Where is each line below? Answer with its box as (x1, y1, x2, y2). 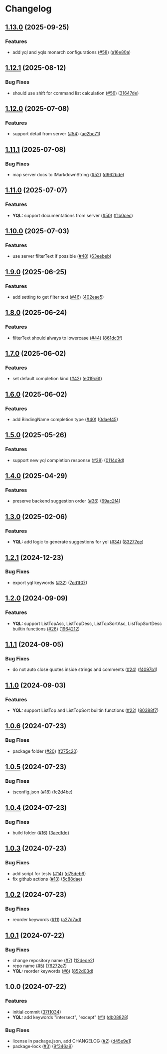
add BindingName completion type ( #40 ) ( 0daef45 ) (12, 417, 119, 423)
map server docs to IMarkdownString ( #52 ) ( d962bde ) (12, 171, 125, 177)
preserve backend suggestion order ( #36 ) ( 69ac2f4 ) (12, 498, 121, 504)
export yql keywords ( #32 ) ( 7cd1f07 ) (12, 579, 87, 585)
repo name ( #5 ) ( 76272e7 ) (12, 963, 67, 969)
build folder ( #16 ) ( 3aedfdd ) (12, 830, 70, 836)
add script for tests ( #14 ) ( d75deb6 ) (12, 870, 86, 877)
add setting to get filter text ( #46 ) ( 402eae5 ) (12, 294, 104, 300)
